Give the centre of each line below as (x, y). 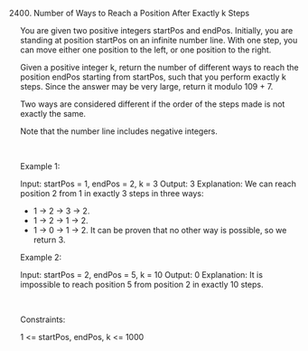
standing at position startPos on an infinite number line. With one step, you (159, 40)
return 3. (49, 240)
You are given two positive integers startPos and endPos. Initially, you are (157, 30)
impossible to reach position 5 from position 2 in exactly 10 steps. (142, 285)
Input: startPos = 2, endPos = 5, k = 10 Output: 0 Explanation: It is (142, 275)
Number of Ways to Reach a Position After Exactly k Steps (141, 13)
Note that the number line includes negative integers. (119, 131)
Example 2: (41, 257)
